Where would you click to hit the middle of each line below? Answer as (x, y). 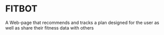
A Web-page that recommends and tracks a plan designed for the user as (82, 22)
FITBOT (21, 9)
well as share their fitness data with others (50, 27)
